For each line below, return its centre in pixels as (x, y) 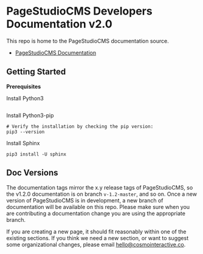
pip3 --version (26, 132)
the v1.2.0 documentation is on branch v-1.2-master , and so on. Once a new (102, 194)
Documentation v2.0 (59, 24)
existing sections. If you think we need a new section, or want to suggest (98, 238)
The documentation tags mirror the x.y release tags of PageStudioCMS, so (100, 187)
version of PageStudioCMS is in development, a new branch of (85, 200)
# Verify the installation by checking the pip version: (80, 126)
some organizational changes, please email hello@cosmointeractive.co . (96, 244)
